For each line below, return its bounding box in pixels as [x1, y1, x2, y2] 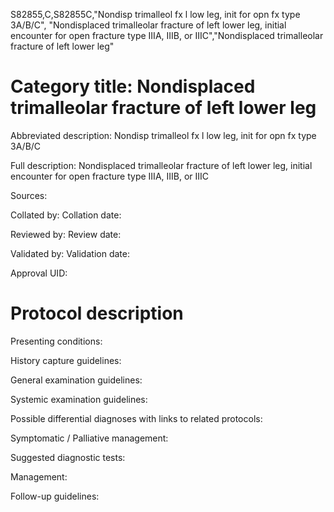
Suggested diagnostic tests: [10, 451, 126, 463]
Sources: [10, 189, 48, 201]
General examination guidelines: [10, 374, 143, 386]
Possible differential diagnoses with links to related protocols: [10, 412, 263, 424]
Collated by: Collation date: [10, 209, 122, 221]
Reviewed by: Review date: [10, 228, 122, 240]
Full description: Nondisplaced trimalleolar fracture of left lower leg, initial [10, 159, 313, 171]
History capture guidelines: [10, 354, 122, 366]
